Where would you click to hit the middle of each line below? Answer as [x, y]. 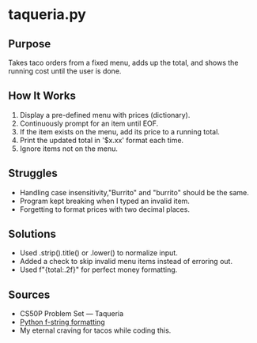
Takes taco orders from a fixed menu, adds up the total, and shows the [123, 62]
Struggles [33, 173]
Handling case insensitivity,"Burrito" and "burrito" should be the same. [134, 192]
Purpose [30, 44]
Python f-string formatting [62, 322]
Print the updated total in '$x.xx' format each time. [102, 140]
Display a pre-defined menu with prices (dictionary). [105, 115]
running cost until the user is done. [65, 71]
